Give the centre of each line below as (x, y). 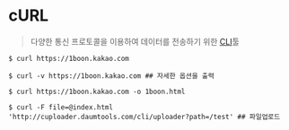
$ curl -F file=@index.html (61, 107)
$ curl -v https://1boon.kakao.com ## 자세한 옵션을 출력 (111, 76)
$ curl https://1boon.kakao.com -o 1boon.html (97, 91)
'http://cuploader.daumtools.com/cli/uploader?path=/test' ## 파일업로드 (144, 117)
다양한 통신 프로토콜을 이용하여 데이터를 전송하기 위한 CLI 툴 (135, 41)
